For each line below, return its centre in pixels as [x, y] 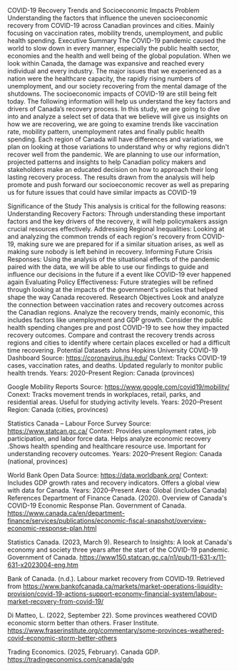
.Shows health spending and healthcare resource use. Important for [107, 446]
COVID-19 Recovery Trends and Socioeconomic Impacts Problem [103, 10]
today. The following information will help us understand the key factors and [119, 101]
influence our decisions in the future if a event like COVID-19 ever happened [119, 274]
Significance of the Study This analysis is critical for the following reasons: [117, 206]
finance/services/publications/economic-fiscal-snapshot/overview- [107, 521]
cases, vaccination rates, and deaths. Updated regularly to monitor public [115, 365]
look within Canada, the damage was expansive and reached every [106, 63]
